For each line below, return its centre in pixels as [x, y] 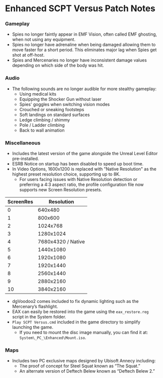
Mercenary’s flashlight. [35, 307]
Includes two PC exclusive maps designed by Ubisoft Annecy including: [84, 361]
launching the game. [33, 327]
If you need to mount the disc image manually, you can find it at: [84, 333]
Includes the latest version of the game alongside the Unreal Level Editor [85, 154]
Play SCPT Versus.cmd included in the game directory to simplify [76, 322]
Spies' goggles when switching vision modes [64, 104]
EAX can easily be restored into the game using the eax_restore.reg [80, 312]
